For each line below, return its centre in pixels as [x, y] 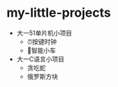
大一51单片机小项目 [44, 33]
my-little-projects [59, 13]
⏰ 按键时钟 [42, 41]
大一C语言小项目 [40, 59]
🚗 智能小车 [42, 50]
